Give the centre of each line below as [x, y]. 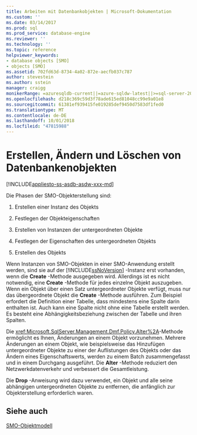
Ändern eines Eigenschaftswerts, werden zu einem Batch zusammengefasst [98, 356]
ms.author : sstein [28, 83]
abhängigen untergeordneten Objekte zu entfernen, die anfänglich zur [91, 386]
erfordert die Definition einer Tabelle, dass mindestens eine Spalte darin [93, 301]
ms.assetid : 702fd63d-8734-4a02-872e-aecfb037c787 [69, 72]
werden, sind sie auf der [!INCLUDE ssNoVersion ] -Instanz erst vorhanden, [96, 270]
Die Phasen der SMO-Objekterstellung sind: [59, 195]
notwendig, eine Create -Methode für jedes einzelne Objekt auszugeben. [95, 282]
